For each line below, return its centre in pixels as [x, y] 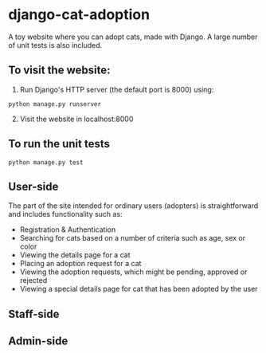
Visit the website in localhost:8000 [76, 119]
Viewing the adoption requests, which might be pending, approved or [133, 272]
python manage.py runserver [55, 104]
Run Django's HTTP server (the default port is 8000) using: [117, 89]
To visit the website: [59, 71]
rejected [33, 280]
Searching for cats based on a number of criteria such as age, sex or [133, 238]
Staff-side [34, 314]
